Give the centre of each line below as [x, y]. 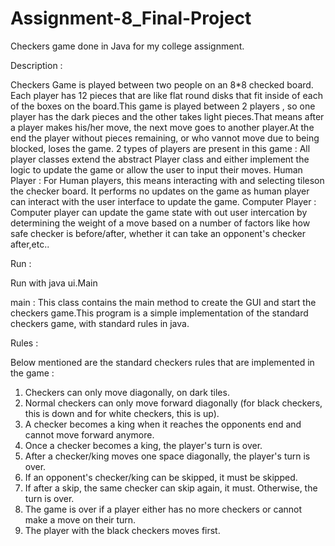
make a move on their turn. [80, 519]
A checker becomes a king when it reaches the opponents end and [163, 424]
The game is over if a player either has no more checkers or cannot [163, 509]
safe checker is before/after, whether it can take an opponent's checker [158, 233]
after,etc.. [30, 244]
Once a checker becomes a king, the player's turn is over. [143, 445]
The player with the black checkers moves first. [122, 530]
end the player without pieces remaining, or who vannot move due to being [165, 138]
